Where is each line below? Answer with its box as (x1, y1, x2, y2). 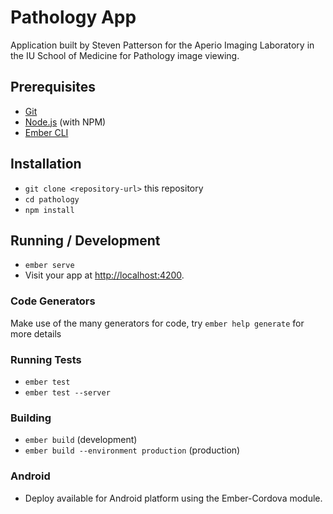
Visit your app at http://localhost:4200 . (24, 269, 185, 281)
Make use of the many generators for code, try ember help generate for (10, 317, 305, 329)
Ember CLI (24, 126, 69, 138)
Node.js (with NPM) (24, 116, 107, 128)
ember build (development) (24, 434, 138, 446)
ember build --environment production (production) (24, 444, 241, 456)
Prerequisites (10, 79, 96, 96)
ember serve (24, 261, 75, 271)
